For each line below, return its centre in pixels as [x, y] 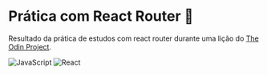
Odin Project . [30, 46]
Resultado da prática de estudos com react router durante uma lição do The [133, 38]
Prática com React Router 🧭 [101, 16]
